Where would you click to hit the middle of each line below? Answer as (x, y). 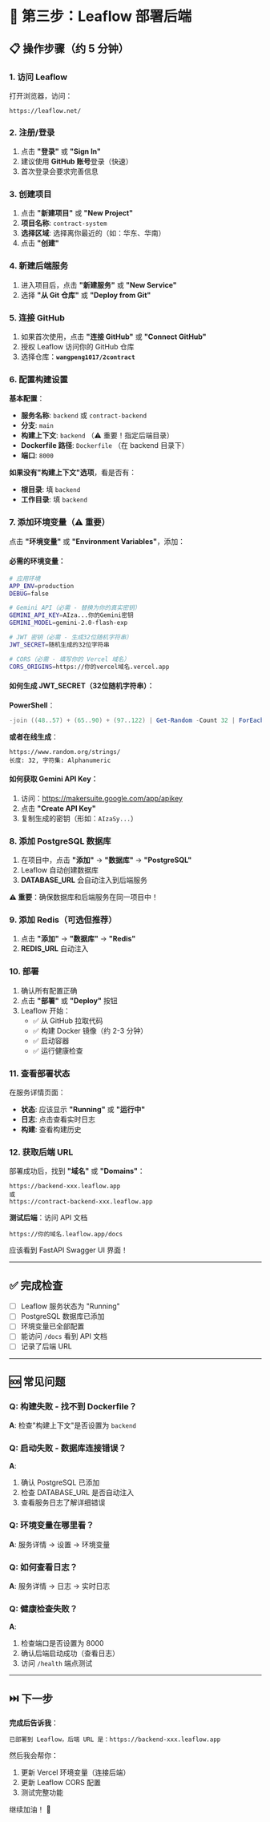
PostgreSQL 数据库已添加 (62, 1316)
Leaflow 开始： (45, 1010)
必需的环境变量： (37, 561)
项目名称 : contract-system (64, 223)
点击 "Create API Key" (58, 808)
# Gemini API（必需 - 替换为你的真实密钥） (75, 608)
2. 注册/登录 (32, 132)
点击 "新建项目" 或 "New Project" (77, 213)
